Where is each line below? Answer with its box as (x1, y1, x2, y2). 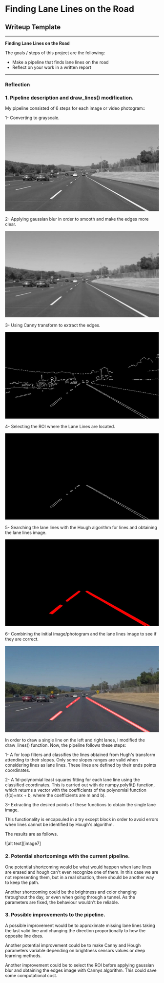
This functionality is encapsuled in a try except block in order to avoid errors (5, 817, 159, 822)
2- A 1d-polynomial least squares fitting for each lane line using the (5, 777, 140, 783)
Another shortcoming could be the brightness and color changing (5, 889, 137, 895)
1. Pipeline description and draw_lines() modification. (5, 94, 134, 101)
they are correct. (5, 636, 39, 642)
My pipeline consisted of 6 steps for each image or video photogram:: (5, 105, 145, 111)
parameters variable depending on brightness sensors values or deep (5, 947, 145, 953)
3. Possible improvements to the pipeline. (5, 911, 106, 918)
